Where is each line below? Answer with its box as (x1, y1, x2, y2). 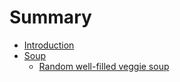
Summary (9, 6, 92, 29)
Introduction (23, 39, 75, 51)
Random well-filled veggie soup (38, 60, 170, 72)
